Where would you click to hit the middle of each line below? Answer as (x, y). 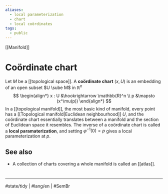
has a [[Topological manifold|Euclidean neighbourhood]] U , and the (74, 114)
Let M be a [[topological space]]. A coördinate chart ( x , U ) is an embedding (83, 81)
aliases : (14, 10)
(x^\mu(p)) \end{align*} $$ (84, 101)
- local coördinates (31, 24)
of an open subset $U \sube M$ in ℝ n (44, 87)
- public (19, 33)
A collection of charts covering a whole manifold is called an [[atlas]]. (84, 164)
